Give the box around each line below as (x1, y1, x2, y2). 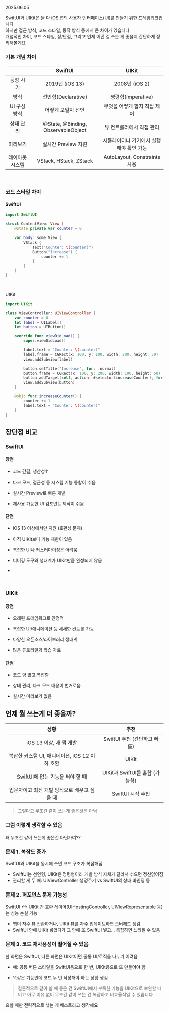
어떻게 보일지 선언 (45, 107, 85, 114)
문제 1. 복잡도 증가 (5, 848, 46, 855)
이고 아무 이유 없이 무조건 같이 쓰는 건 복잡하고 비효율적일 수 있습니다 (17, 992, 153, 998)
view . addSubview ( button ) (23, 380, 75, 385)
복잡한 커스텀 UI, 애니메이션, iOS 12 (8, 752, 89, 759)
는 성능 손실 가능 (5, 910, 38, 916)
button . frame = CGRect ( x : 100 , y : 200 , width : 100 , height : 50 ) (23, 371, 161, 376)
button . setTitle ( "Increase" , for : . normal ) (23, 366, 116, 371)
